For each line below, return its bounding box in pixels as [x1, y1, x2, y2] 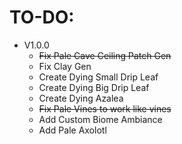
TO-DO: [9, 6, 75, 29]
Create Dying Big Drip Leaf [38, 81, 150, 93]
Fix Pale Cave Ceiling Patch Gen [38, 49, 172, 61]
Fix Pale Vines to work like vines [38, 102, 172, 115]
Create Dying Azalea [38, 92, 124, 104]
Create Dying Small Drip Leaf [38, 71, 159, 83]
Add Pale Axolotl [38, 124, 107, 136]
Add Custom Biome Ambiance [38, 113, 163, 125]
